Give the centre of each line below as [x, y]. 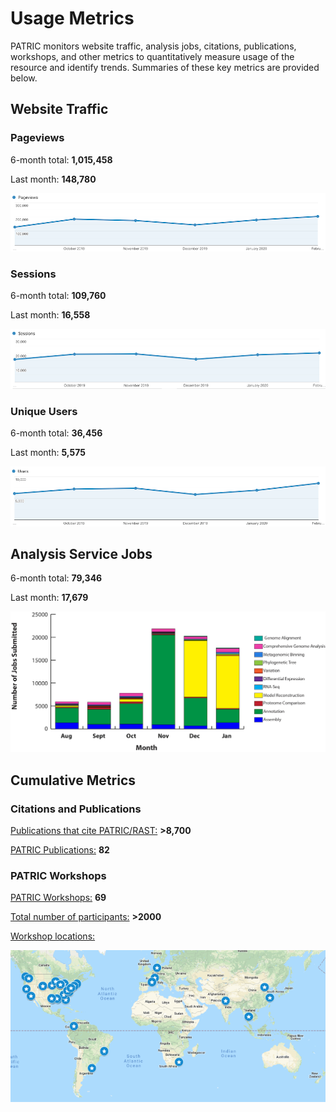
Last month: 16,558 [50, 315]
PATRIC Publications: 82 [60, 849]
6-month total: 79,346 [56, 578]
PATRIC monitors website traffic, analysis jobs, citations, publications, [153, 46]
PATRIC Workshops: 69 [58, 898]
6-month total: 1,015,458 [61, 159]
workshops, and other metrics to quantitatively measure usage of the [152, 56]
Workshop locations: [53, 936]
